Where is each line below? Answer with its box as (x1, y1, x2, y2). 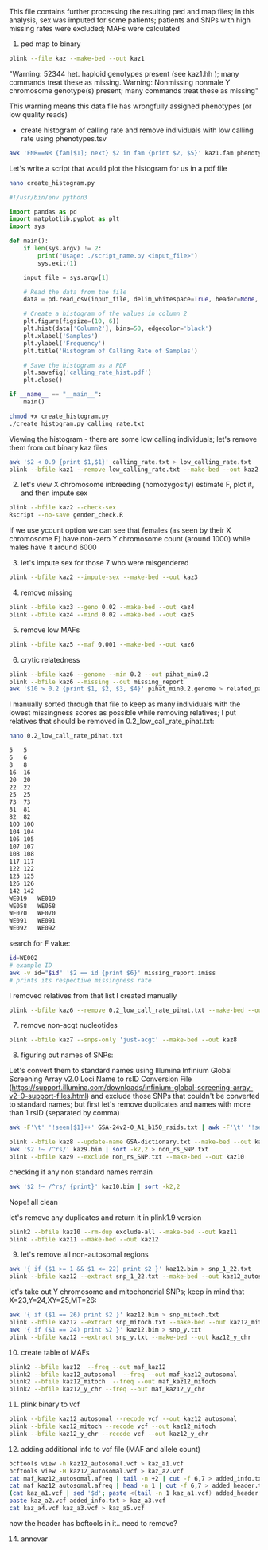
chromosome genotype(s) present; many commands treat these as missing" (9, 85, 259, 95)
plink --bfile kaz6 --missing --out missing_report (9, 678, 184, 686)
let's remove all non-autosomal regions (20, 1249, 150, 1259)
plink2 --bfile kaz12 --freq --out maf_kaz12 (9, 1363, 166, 1371)
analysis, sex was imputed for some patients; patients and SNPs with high (9, 15, 251, 25)
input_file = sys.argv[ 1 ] (23, 273, 110, 281)
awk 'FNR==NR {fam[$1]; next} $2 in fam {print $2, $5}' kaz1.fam (9, 149, 234, 157)
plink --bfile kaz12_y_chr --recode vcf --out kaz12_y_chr (9, 1430, 209, 1438)
